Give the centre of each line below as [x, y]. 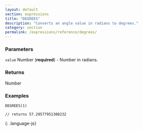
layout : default [21, 9]
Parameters [19, 49]
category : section [24, 28]
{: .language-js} [21, 123]
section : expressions [27, 14]
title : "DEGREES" [23, 19]
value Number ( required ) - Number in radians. [52, 60]
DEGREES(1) [16, 106]
